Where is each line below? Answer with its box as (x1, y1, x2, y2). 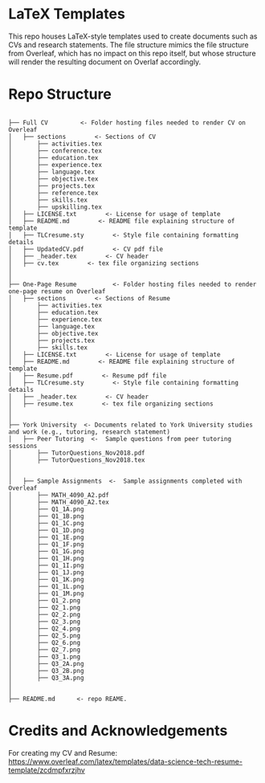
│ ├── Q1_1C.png (8, 519, 84, 527)
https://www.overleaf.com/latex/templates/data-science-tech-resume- (8, 756, 243, 766)
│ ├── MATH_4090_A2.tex (8, 498, 110, 506)
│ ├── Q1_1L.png (8, 582, 84, 590)
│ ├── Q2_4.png (8, 624, 81, 633)
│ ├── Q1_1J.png (8, 568, 84, 577)
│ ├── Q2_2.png (8, 610, 81, 618)
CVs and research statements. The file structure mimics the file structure (8, 39, 249, 49)
